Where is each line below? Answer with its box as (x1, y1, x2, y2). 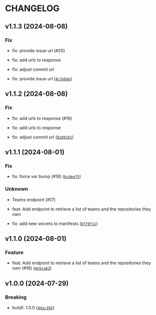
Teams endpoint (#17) (12, 196, 56, 202)
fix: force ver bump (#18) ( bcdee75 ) (12, 174, 81, 180)
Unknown (5, 186, 28, 193)
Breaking (5, 294, 27, 300)
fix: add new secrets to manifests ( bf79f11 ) (12, 221, 98, 226)
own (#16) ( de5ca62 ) (12, 265, 52, 271)
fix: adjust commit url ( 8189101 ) (12, 134, 74, 140)
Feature (5, 249, 24, 255)
